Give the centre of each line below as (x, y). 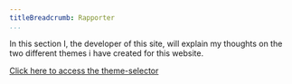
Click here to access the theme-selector (84, 70)
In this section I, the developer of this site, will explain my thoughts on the (146, 43)
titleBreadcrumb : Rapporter (62, 18)
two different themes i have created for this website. (107, 53)
